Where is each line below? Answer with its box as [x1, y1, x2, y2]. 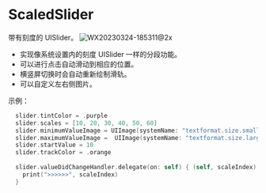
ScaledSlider [8, 6, 94, 24]
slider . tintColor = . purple [15, 112, 108, 119]
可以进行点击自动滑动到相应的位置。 [19, 59, 139, 69]
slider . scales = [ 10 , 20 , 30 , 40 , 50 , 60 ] [15, 119, 158, 127]
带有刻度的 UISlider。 [8, 32, 78, 42]
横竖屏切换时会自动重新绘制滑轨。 [19, 69, 131, 78]
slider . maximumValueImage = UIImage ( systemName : [15, 134, 182, 142]
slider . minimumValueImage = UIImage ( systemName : [15, 127, 179, 134]
